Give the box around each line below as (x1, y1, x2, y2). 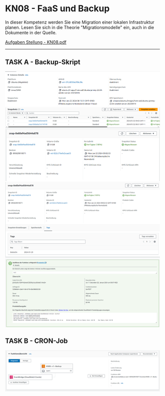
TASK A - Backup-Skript (5, 58, 81, 66)
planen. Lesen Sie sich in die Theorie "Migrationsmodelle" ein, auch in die (5, 24, 155, 30)
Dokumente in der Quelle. (5, 29, 57, 35)
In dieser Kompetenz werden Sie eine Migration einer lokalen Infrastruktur (5, 19, 155, 25)
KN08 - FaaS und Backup (5, 3, 110, 14)
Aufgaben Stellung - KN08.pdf (5, 39, 67, 45)
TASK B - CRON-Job (5, 337, 68, 345)
